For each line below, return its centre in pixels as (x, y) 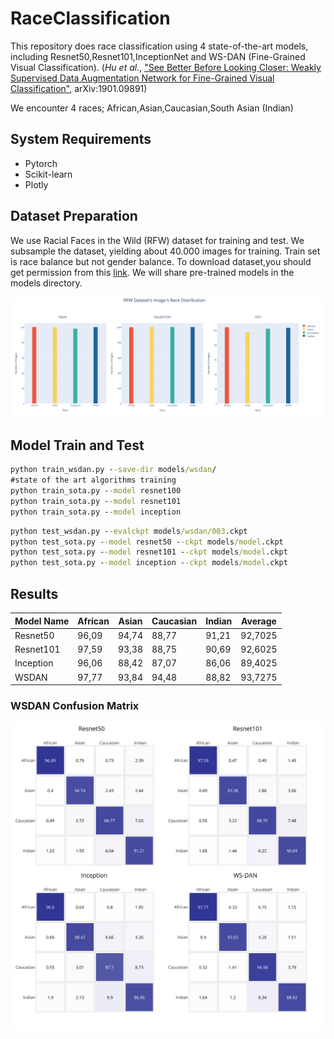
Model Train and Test (77, 445)
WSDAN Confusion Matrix (75, 705)
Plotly (36, 184)
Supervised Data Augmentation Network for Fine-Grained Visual (142, 78)
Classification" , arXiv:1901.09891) (79, 88)
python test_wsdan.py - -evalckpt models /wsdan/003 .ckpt (129, 531)
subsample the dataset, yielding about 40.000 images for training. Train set (165, 251)
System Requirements (81, 139)
